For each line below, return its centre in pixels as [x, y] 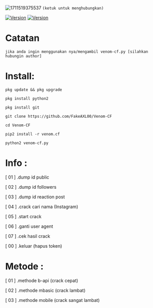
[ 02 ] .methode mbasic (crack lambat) [45, 290]
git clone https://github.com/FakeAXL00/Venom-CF [59, 116]
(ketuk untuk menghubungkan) [73, 8]
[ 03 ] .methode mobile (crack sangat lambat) [52, 300]
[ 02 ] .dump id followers [31, 187]
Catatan [22, 38]
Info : [16, 163]
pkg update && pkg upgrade [34, 90]
